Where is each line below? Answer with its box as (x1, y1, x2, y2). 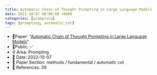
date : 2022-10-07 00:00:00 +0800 (5, 12, 72, 16)
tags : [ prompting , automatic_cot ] (5, 20, 75, 25)
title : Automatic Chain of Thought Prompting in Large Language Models (5, 7, 152, 12)
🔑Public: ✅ (12, 44, 34, 50)
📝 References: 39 (12, 64, 47, 70)
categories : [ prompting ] (5, 16, 55, 21)
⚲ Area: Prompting (12, 49, 49, 55)
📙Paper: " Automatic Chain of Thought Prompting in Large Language (12, 34, 147, 39)
